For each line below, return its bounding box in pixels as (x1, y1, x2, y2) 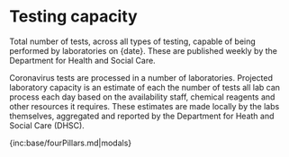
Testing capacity (9, 6, 138, 27)
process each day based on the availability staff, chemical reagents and (9, 92, 275, 102)
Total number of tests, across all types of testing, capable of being (9, 36, 257, 47)
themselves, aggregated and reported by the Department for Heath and (9, 110, 275, 121)
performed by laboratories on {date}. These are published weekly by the (9, 45, 277, 56)
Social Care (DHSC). (9, 119, 86, 131)
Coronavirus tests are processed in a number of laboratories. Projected (9, 72, 273, 83)
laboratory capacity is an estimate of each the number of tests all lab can (9, 82, 281, 92)
